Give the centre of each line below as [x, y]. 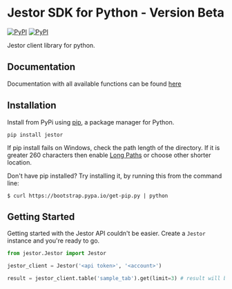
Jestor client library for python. [51, 45]
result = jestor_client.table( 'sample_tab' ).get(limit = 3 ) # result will [114, 279]
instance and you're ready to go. [54, 241]
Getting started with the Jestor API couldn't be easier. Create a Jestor [106, 234]
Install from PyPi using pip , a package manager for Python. [91, 122]
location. [20, 162]
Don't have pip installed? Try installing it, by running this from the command [115, 176]
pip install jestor [35, 135]
